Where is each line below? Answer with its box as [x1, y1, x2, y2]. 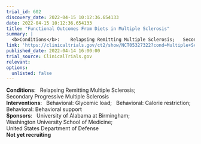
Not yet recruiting [6, 131, 51, 139]
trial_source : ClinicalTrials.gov [6, 53, 93, 59]
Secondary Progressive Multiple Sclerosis [6, 93, 109, 100]
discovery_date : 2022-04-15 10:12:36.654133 [6, 14, 119, 20]
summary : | [6, 31, 33, 37]
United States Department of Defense [6, 125, 99, 132]
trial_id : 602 [6, 8, 42, 15]
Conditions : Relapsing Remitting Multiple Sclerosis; [6, 86, 136, 94]
